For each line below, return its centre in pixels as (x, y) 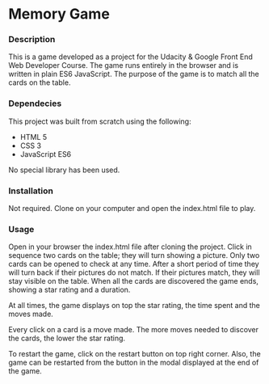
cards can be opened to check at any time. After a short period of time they (134, 264)
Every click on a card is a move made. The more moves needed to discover (134, 330)
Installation (31, 191)
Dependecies (35, 103)
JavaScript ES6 (46, 154)
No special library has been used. (64, 170)
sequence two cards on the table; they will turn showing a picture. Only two (134, 255)
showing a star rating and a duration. (69, 290)
